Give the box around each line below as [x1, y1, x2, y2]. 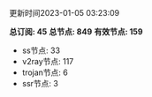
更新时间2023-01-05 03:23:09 [9, 8, 120, 18]
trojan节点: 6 [21, 67, 68, 78]
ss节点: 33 [21, 45, 60, 56]
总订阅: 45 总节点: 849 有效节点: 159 [9, 26, 143, 37]
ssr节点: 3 [21, 78, 59, 88]
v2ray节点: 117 [21, 56, 74, 66]
